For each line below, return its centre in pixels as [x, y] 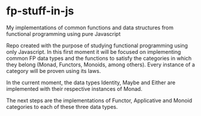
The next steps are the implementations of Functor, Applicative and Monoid [99, 100]
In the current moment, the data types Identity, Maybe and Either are [91, 83]
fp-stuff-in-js [40, 11]
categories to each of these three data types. [62, 106]
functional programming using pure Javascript [64, 33]
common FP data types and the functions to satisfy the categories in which [99, 58]
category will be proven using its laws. [53, 71]
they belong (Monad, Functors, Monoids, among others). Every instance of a [100, 65]
